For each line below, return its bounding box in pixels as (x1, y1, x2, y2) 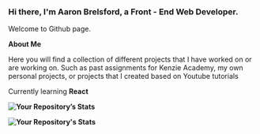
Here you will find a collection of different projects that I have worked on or (8, 54, 252, 65)
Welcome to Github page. (8, 24, 92, 34)
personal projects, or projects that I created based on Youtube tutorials (8, 72, 239, 81)
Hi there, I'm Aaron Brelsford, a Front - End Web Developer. (8, 6, 239, 17)
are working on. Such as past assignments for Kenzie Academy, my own (8, 63, 243, 73)
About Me (8, 39, 42, 49)
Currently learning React (8, 87, 89, 96)
